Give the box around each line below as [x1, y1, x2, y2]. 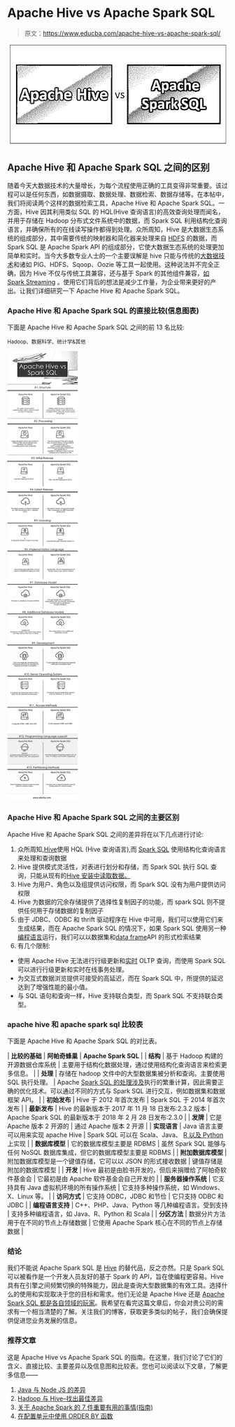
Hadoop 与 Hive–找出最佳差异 [17, 1394, 104, 1402]
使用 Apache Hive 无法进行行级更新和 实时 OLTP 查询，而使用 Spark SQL [17, 956, 226, 964]
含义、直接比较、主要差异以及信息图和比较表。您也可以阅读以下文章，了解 [7, 1362, 222, 1370]
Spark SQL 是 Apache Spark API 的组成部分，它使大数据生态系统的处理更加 [7, 243, 225, 251]
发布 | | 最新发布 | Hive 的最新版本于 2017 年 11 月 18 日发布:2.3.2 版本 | [7, 1104, 211, 1113]
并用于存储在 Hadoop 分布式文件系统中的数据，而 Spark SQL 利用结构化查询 [7, 216, 227, 225]
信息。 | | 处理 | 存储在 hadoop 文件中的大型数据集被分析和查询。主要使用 [13, 1069, 225, 1077]
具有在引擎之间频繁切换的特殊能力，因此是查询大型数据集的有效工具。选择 [7, 1281, 222, 1289]
